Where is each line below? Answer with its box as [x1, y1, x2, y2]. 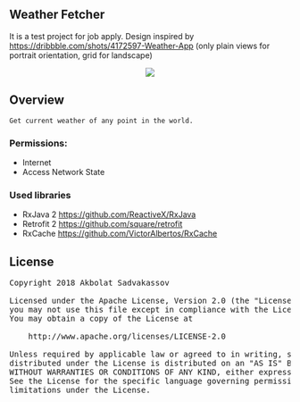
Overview [9, 93, 65, 108]
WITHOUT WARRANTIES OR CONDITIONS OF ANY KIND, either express [9, 367, 292, 378]
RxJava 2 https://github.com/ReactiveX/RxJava [21, 209, 196, 220]
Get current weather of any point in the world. [9, 116, 194, 125]
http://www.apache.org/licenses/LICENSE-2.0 [28, 331, 226, 342]
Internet [21, 156, 52, 168]
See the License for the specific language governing [9, 376, 250, 387]
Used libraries [9, 188, 71, 201]
